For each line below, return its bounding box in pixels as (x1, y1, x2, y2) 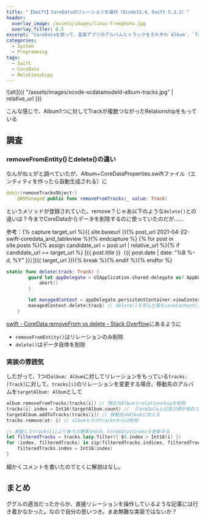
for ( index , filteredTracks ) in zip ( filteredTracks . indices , (6, 439, 165, 446)
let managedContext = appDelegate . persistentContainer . (28, 297, 173, 303)
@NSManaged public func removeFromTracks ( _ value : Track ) (17, 196, 168, 202)
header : (6, 15, 26, 21)
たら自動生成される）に (48, 177, 108, 184)
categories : (6, 37, 37, 44)
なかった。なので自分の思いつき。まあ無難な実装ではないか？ (22, 508, 178, 515)
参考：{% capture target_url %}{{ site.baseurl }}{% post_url (6, 228, 156, 235)
